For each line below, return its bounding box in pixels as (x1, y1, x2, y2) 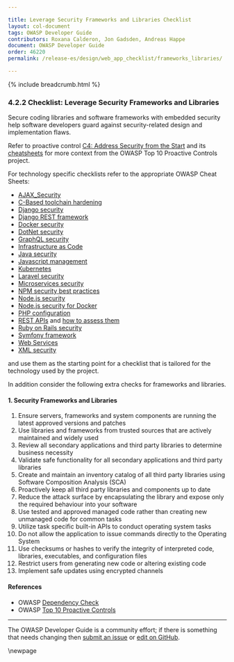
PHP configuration (17, 309, 71, 317)
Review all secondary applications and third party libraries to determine (17, 441, 222, 449)
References (8, 582, 42, 591)
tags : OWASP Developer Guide (8, 29, 92, 36)
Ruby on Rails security (17, 324, 83, 332)
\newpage (8, 646, 37, 654)
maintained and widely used (17, 434, 99, 442)
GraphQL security (17, 235, 69, 243)
